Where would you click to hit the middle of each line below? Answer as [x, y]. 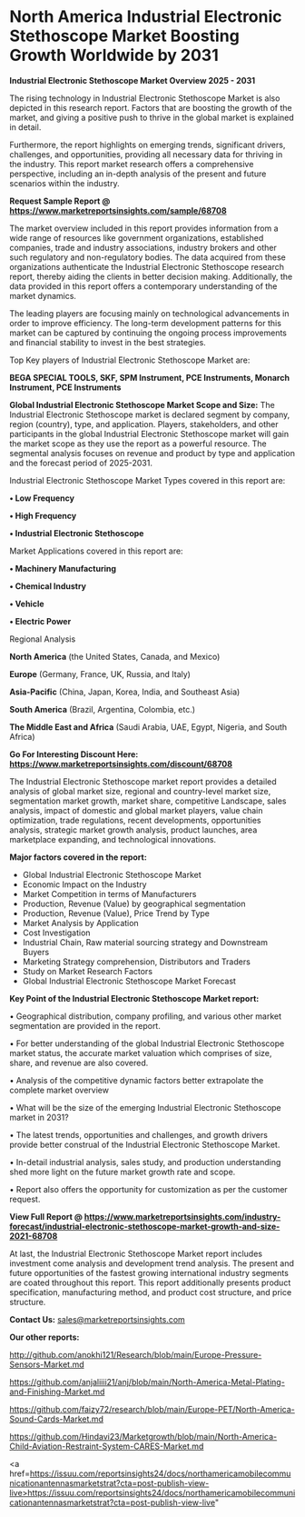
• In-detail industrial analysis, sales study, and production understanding [145, 1162]
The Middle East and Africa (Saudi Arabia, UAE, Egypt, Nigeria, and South [148, 727]
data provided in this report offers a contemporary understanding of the [143, 286]
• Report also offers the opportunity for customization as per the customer [148, 1189]
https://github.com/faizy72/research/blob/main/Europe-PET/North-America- [152, 1409]
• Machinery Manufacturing [63, 568]
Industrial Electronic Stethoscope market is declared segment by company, [150, 414]
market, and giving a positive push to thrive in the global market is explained [152, 117]
